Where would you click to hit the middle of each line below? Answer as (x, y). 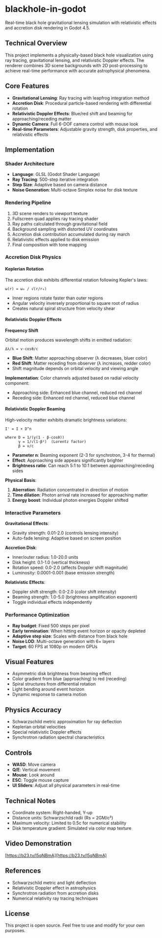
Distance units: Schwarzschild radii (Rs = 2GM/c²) (63, 817)
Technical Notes (31, 801)
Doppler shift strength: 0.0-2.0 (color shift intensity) (64, 592)
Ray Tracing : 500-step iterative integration (55, 179)
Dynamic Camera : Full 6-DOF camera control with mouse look (75, 124)
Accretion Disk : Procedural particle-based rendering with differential (82, 103)
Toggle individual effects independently (52, 602)
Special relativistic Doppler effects (47, 732)
